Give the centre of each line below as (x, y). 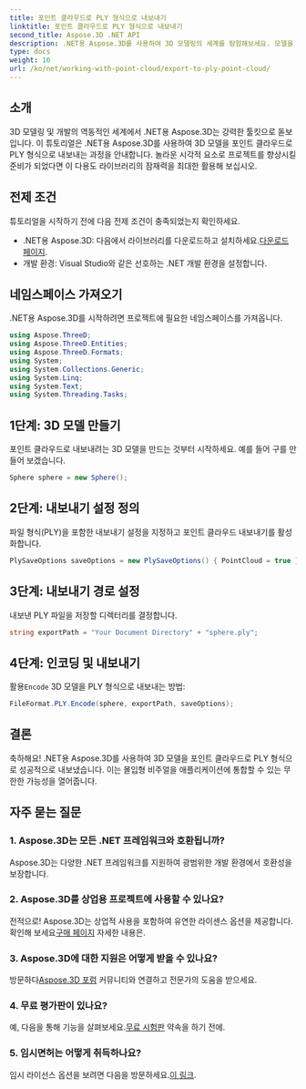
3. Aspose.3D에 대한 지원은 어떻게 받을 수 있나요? (114, 958)
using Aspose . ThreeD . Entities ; (69, 344)
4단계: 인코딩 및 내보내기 (75, 663)
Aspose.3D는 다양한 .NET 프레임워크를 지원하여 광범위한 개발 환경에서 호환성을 (151, 862)
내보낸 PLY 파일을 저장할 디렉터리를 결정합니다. (93, 615)
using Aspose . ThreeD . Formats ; (67, 353)
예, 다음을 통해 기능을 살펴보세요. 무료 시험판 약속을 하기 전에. (117, 1027)
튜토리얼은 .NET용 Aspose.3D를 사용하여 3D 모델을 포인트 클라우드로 (169, 143)
